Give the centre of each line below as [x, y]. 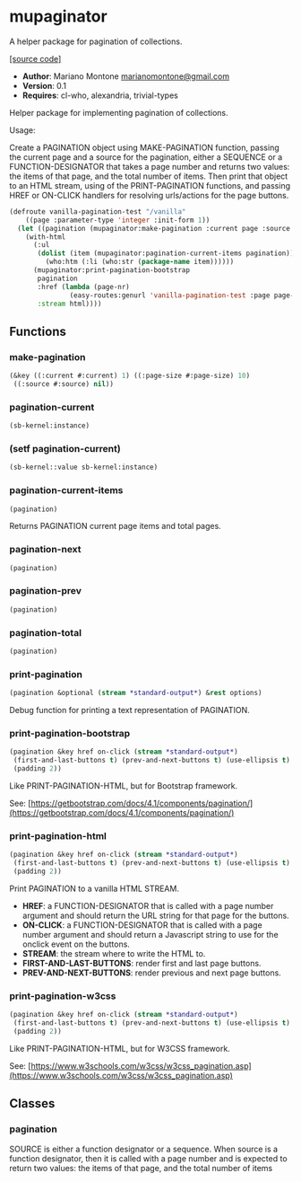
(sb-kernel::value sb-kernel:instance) [84, 468]
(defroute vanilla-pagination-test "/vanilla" [98, 212]
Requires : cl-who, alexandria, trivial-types [100, 95]
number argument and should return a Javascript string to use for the [150, 934]
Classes [32, 1103]
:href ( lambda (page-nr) [83, 287]
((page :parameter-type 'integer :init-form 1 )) [118, 220]
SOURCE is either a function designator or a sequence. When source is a [144, 1149]
